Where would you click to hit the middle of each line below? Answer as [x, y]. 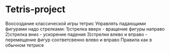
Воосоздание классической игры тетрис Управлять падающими [76, 23]
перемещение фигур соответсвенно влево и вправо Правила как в [79, 40]
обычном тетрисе [25, 45]
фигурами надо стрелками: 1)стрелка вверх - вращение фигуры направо [85, 29]
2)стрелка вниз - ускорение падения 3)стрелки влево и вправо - [76, 34]
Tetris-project [35, 9]
